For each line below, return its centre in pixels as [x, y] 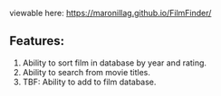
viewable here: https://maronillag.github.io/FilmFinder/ [110, 13]
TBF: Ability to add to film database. [89, 82]
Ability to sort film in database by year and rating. [114, 63]
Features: [37, 41]
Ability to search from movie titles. [86, 72]
